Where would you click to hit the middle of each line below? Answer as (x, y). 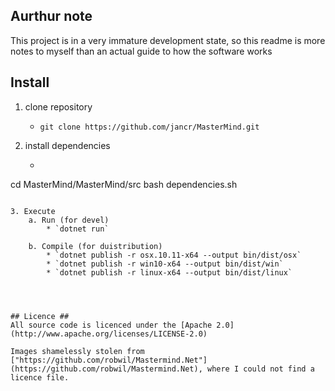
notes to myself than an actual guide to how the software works (141, 51)
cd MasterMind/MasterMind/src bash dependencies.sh (124, 184)
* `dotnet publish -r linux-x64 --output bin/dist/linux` (169, 272)
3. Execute (33, 211)
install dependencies (67, 145)
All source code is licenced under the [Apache (111, 325)
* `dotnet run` (78, 229)
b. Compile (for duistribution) (95, 246)
